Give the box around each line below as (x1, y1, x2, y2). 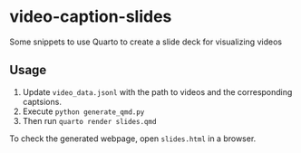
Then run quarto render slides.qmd (22, 115, 157, 126)
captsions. (22, 96, 62, 107)
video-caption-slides (9, 6, 172, 27)
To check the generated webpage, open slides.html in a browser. (9, 133, 257, 144)
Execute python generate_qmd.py (22, 106, 145, 117)
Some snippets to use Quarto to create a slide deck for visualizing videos (9, 36, 283, 47)
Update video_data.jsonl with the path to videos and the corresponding (22, 86, 293, 97)
